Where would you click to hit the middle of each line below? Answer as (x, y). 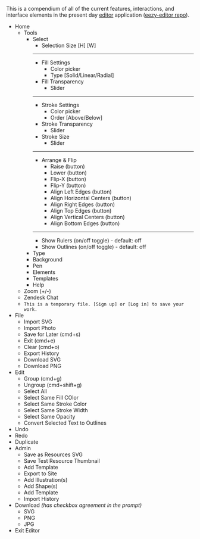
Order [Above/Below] (76, 118)
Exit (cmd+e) (39, 341)
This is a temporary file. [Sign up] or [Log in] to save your (104, 304)
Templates (45, 278)
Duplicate (26, 442)
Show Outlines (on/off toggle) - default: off (94, 247)
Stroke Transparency (67, 124)
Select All (35, 391)
